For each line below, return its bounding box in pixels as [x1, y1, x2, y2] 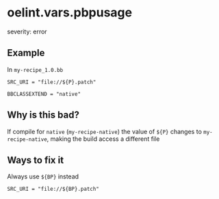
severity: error [7, 27, 47, 36]
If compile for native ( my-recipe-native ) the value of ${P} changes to [7, 127, 202, 135]
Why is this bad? [7, 109, 80, 121]
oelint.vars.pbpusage [7, 5, 132, 21]
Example [7, 47, 45, 59]
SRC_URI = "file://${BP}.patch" [7, 186, 99, 193]
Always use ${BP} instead [7, 172, 79, 181]
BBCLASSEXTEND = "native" [7, 90, 81, 97]
